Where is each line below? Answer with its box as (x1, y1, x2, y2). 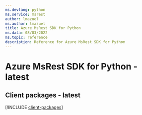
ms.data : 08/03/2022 (5, 30, 48, 35)
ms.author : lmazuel (5, 21, 46, 26)
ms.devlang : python (5, 7, 46, 12)
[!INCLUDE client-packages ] (5, 104, 63, 110)
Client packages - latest (5, 91, 81, 100)
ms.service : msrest (5, 12, 46, 17)
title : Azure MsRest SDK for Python (5, 26, 81, 31)
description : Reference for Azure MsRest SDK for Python (5, 40, 126, 45)
